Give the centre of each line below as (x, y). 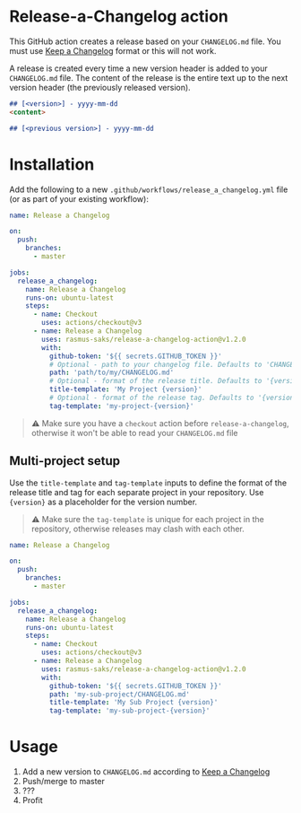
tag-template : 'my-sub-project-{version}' (129, 711)
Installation (52, 164)
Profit (32, 800)
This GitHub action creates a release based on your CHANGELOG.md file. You (146, 41)
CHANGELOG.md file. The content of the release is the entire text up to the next (149, 77)
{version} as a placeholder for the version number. (103, 502)
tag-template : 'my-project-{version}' (121, 406)
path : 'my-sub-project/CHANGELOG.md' (120, 694)
